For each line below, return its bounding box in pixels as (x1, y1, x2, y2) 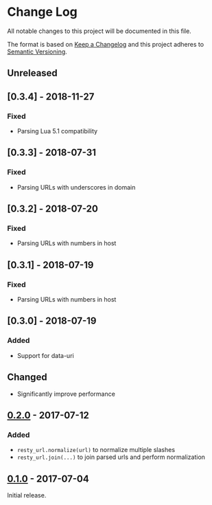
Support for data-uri (16, 351, 74, 359)
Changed (7, 372, 47, 383)
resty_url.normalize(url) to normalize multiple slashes (16, 446, 176, 454)
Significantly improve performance (16, 390, 115, 398)
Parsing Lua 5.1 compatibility (16, 127, 98, 135)
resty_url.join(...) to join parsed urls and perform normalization (16, 453, 206, 461)
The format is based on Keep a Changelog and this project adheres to (7, 40, 204, 48)
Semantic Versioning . (7, 47, 67, 56)
